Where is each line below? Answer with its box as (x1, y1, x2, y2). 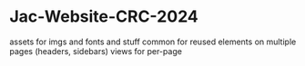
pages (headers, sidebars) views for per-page (9, 45, 182, 56)
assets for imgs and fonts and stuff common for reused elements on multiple (9, 36, 297, 47)
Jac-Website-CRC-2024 (9, 6, 198, 27)
